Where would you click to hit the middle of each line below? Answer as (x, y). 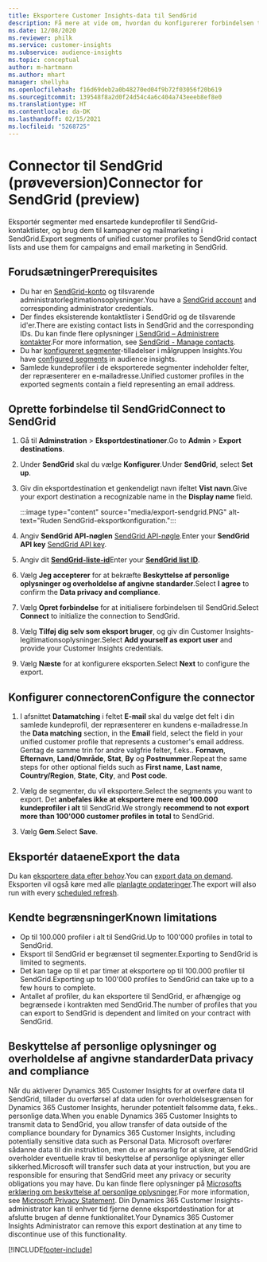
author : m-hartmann (41, 68)
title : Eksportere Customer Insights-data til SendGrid (103, 16)
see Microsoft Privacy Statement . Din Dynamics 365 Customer (110, 1200)
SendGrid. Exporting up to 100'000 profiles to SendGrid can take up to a (137, 979)
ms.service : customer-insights (60, 45)
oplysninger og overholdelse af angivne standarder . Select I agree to (134, 584)
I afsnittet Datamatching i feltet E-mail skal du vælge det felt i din (127, 716)
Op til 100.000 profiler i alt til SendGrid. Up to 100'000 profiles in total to (136, 937)
